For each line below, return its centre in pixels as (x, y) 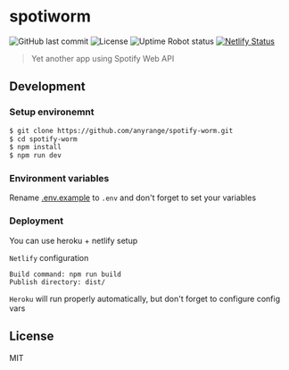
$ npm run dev (36, 156)
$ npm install (36, 147)
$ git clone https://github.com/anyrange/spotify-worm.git (121, 130)
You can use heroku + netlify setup (74, 240)
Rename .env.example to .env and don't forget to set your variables (133, 198)
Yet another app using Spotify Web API (103, 58)
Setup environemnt (52, 112)
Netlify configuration (49, 257)
